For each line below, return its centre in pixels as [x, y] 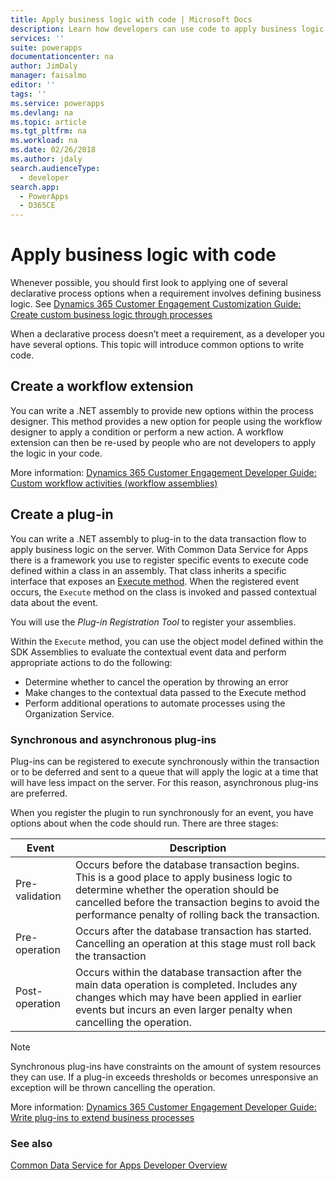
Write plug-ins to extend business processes [102, 1117]
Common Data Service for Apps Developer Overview [119, 1165]
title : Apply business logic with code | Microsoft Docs [131, 19]
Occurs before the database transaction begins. [187, 864]
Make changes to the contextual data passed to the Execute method [165, 692]
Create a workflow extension [102, 386]
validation [38, 896]
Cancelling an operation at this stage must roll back [195, 943]
